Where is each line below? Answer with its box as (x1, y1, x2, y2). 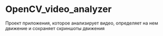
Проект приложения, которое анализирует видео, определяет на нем (5, 20, 158, 26)
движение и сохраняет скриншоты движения (5, 25, 105, 31)
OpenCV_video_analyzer (5, 3, 112, 15)
